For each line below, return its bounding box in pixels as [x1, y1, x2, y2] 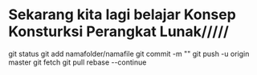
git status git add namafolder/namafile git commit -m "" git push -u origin [8, 49, 250, 58]
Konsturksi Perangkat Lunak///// [8, 22, 229, 41]
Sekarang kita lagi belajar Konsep [8, 6, 237, 24]
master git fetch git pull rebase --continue [8, 57, 147, 67]
